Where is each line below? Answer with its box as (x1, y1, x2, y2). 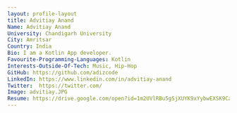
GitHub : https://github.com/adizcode (7, 69, 119, 76)
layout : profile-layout (7, 10, 78, 18)
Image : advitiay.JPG (7, 88, 68, 95)
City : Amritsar (7, 36, 52, 44)
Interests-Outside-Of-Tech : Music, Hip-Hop (7, 62, 138, 69)
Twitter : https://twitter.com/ (7, 82, 102, 89)
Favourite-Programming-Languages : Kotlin (7, 56, 131, 63)
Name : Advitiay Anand (7, 23, 71, 30)
